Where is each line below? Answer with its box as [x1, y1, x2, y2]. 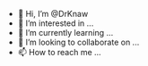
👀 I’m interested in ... [17, 18, 94, 29]
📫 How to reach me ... [17, 47, 101, 57]
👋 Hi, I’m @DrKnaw [17, 9, 89, 19]
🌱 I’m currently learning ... [17, 28, 114, 37]
